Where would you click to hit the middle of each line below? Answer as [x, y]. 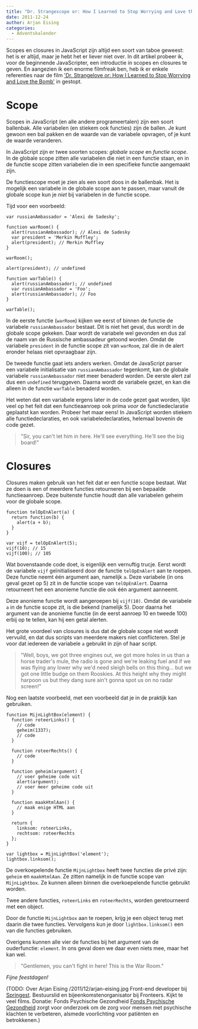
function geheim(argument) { [47, 771]
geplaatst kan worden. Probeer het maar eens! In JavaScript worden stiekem [99, 413]
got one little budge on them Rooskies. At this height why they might [103, 674]
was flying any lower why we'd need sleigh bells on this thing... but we [106, 667]
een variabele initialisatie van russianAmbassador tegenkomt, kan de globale [97, 370]
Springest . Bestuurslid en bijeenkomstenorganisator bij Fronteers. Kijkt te [95, 995]
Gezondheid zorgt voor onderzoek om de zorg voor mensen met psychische [99, 1007]
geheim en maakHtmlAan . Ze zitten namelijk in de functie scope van [85, 876]
